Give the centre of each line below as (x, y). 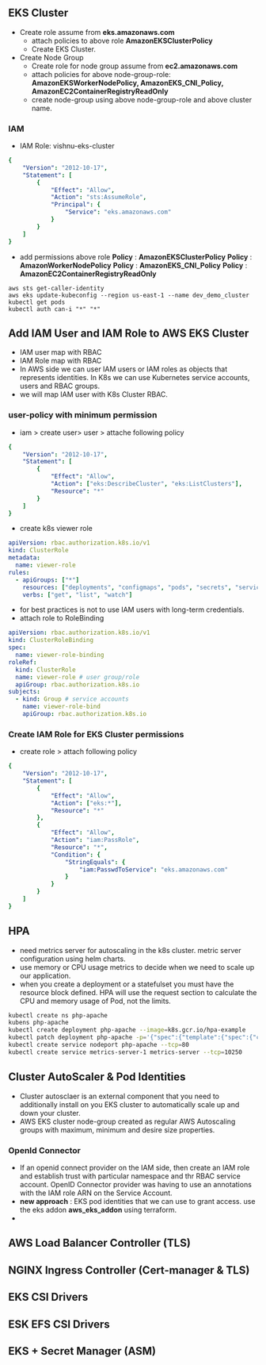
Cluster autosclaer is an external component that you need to (120, 1096)
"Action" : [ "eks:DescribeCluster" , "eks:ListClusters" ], (146, 484)
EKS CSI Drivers (48, 1297)
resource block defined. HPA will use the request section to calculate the (138, 992)
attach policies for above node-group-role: (101, 74)
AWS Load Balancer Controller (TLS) (100, 1243)
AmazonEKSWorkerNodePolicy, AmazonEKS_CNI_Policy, (127, 83)
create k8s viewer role (56, 529)
